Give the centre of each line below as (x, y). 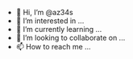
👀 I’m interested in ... (50, 21)
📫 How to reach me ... (53, 47)
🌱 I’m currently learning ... (59, 29)
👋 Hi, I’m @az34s (45, 12)
